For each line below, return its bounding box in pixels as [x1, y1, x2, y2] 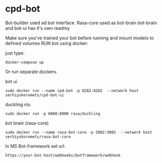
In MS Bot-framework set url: [5, 143, 66, 149]
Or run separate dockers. [5, 69, 58, 75]
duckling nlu [5, 101, 31, 107]
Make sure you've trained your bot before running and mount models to [5, 35, 154, 41]
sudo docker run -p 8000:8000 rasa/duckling [5, 111, 100, 116]
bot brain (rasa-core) [5, 120, 49, 126]
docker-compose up [5, 60, 44, 65]
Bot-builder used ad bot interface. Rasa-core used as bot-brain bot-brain [5, 20, 157, 26]
